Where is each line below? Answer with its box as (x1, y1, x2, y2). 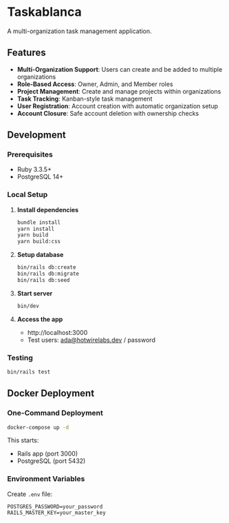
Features (7, 47, 46, 59)
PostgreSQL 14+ (17, 173, 64, 181)
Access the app (17, 315, 63, 323)
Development (7, 129, 67, 141)
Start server (17, 289, 53, 297)
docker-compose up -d (7, 424, 69, 431)
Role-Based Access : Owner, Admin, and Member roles (17, 80, 173, 88)
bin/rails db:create (17, 264, 76, 271)
